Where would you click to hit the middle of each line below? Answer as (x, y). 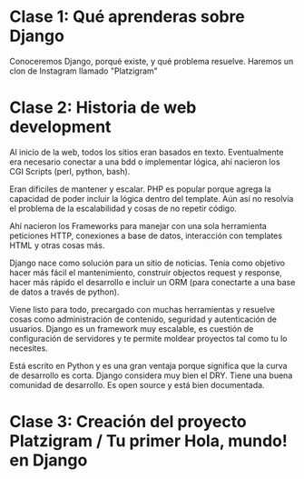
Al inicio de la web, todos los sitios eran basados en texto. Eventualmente (147, 152)
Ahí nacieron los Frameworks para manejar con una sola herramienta (138, 225)
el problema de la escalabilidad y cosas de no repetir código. (123, 208)
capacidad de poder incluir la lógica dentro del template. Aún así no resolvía (152, 198)
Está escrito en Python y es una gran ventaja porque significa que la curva (148, 365)
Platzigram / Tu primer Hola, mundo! (148, 441)
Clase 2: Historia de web (103, 108)
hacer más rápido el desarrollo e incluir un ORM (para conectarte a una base (152, 282)
